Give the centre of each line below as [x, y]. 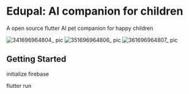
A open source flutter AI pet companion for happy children [80, 28]
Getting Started [36, 59]
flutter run [19, 85]
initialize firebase [28, 74]
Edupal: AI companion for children [95, 11]
